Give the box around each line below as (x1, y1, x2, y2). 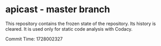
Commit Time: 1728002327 (5, 36, 63, 42)
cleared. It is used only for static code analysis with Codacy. (5, 26, 133, 32)
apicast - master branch (5, 4, 111, 15)
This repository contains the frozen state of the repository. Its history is (5, 20, 156, 27)
